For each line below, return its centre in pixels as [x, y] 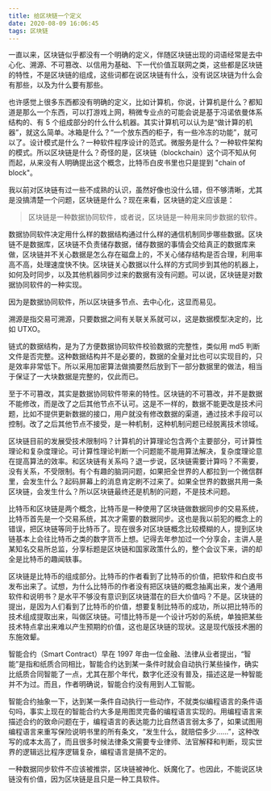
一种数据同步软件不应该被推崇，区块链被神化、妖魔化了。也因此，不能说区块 [135, 769]
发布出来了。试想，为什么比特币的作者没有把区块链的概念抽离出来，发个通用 [135, 587]
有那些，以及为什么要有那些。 [58, 85]
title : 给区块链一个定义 [45, 16]
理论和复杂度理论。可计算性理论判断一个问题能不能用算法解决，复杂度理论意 [135, 451]
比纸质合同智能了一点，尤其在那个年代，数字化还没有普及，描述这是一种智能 [135, 674]
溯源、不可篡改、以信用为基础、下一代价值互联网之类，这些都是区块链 [146, 65]
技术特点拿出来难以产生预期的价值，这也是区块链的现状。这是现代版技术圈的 [135, 627]
